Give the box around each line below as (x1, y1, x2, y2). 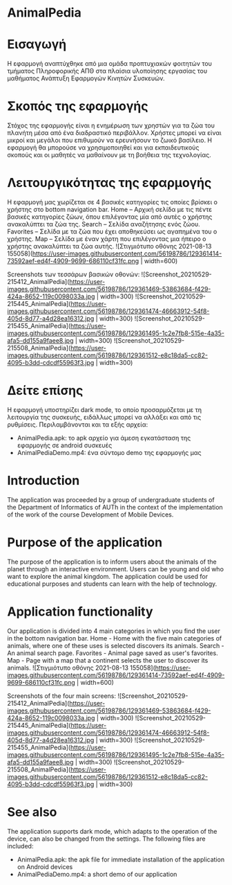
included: (7, 841, 34, 850)
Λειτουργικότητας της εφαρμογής (7, 175, 212, 191)
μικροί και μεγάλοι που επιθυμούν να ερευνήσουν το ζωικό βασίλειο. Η (7, 136, 213, 145)
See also (7, 804, 57, 820)
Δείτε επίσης (7, 383, 84, 399)
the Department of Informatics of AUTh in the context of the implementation (7, 503, 223, 511)
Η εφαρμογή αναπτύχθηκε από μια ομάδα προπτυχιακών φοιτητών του (7, 60, 212, 68)
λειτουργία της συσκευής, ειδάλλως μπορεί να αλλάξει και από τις (7, 413, 202, 421)
